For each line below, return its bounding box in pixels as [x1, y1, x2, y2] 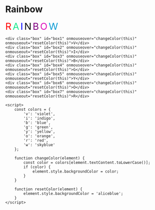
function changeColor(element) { [14, 155, 85, 160]
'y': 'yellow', [23, 129, 56, 134]
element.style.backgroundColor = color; [32, 169, 119, 174]
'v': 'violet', [23, 111, 56, 116]
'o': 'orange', [23, 133, 56, 139]
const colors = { [14, 107, 51, 112]
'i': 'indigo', [23, 115, 56, 121]
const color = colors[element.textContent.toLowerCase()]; [23, 160, 151, 165]
